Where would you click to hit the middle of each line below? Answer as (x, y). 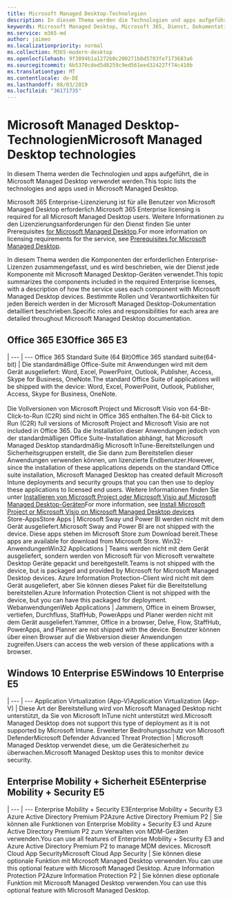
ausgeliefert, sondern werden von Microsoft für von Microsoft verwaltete (111, 556)
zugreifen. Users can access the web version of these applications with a (110, 644)
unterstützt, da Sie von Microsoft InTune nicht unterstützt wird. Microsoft (109, 715)
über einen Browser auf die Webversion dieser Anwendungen (95, 637)
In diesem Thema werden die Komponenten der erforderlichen (96, 260)
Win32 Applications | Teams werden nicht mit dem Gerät (128, 548)
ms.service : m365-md (37, 33)
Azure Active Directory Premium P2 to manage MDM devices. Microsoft (109, 846)
